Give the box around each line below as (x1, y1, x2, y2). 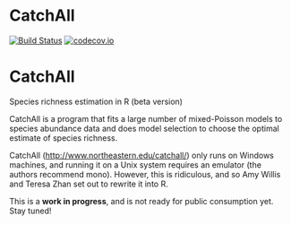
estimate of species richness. (9, 132, 118, 143)
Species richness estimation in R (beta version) (9, 96, 184, 107)
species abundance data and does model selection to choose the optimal (9, 123, 279, 134)
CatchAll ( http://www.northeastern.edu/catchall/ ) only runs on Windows (9, 150, 275, 160)
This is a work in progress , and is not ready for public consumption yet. (9, 195, 274, 206)
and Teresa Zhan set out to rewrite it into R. (9, 178, 168, 189)
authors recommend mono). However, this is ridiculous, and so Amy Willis (9, 169, 281, 179)
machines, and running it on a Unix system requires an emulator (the (9, 159, 262, 170)
